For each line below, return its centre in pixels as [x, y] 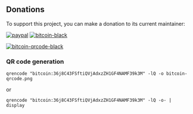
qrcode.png [19, 79]
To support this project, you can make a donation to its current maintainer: [96, 23]
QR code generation [35, 61]
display [16, 106]
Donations [26, 10]
